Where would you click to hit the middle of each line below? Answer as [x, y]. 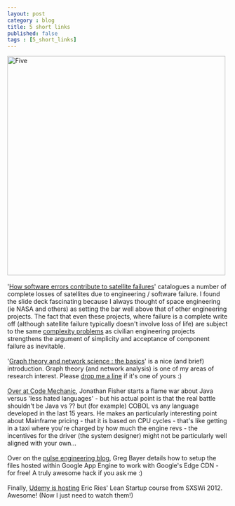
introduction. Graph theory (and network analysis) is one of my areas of [111, 368]
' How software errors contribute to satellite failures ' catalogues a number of [117, 287]
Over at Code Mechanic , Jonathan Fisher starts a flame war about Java [110, 391]
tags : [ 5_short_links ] [42, 40]
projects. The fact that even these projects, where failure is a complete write [117, 317]
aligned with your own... [42, 444]
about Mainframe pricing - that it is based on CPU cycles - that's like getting [117, 421]
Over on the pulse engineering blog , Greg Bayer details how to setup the [112, 458]
